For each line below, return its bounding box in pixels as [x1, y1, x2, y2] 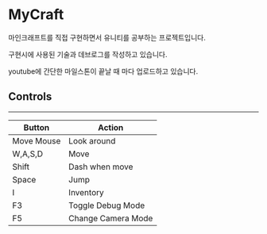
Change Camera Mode [68, 213, 153, 224]
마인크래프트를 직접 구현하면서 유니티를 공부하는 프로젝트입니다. [8, 33, 207, 42]
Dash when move [68, 161, 133, 172]
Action [98, 121, 124, 132]
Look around [68, 135, 116, 146]
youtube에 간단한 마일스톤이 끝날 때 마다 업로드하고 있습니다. [8, 66, 199, 76]
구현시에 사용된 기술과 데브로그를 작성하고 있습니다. [8, 49, 168, 59]
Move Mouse [12, 135, 61, 146]
